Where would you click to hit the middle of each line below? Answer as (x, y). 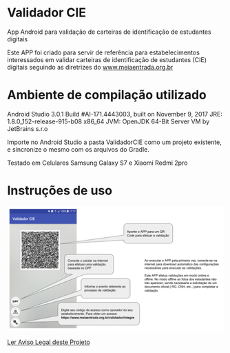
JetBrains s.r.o (28, 128)
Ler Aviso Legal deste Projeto (49, 342)
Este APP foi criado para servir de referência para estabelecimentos (103, 52)
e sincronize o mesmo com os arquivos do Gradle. (79, 149)
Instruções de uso (60, 191)
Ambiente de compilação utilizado (107, 95)
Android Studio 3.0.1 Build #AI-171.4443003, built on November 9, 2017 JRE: (115, 114)
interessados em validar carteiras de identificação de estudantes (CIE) (107, 59)
